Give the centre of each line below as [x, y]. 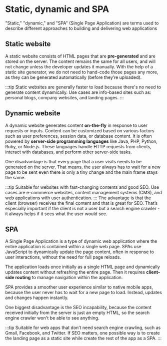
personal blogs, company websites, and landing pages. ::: [64, 97]
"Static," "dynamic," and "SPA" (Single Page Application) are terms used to [82, 23]
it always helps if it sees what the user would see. [56, 214]
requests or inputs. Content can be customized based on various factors [80, 130]
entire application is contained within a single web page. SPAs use [73, 247]
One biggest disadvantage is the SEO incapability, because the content [78, 308]
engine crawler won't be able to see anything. [52, 318]
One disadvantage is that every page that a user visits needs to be [73, 161]
